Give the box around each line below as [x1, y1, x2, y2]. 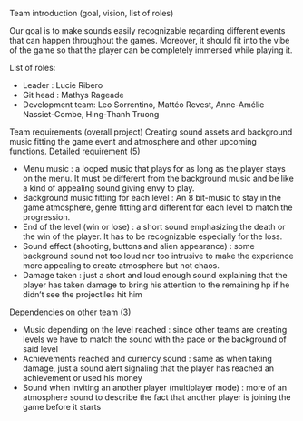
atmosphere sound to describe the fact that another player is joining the [22, 392, 291, 403]
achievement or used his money [22, 373, 142, 383]
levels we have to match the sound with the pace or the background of [22, 334, 288, 345]
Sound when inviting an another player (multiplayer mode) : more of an [22, 382, 288, 393]
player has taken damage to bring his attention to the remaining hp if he [22, 279, 290, 290]
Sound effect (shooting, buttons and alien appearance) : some [22, 241, 256, 251]
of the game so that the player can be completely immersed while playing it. [9, 45, 293, 55]
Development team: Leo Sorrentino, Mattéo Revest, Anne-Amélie [22, 99, 265, 110]
